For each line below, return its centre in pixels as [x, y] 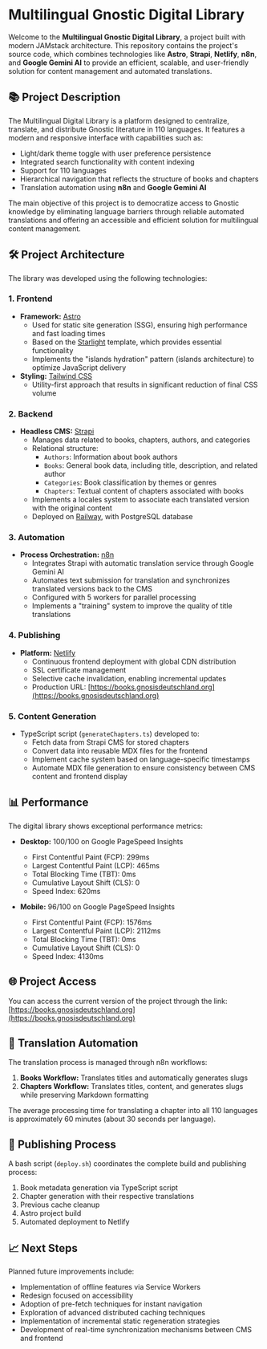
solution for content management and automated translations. [110, 71]
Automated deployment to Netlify [75, 1222]
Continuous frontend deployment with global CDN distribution [134, 661]
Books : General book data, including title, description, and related [151, 465]
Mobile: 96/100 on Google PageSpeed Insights [97, 906]
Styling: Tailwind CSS [56, 376]
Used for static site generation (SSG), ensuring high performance [140, 325]
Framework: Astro [51, 316]
